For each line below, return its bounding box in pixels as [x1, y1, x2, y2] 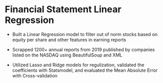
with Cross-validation [12, 72, 57, 78]
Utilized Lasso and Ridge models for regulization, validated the [12, 62, 145, 68]
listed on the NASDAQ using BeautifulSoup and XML [12, 52, 123, 58]
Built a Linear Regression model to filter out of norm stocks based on [12, 31, 158, 37]
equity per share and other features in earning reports [12, 37, 127, 43]
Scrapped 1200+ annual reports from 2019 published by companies [12, 46, 155, 52]
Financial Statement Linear [5, 4, 121, 15]
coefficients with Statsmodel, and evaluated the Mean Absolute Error [12, 67, 158, 73]
